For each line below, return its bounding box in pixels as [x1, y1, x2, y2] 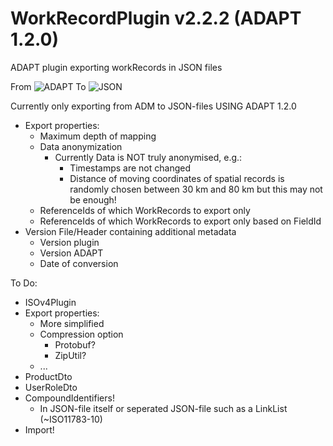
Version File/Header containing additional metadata [24, 225, 237, 237]
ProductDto [24, 370, 73, 382]
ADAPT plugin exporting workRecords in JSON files [10, 61, 223, 73]
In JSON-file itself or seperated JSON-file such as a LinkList [39, 402, 288, 414]
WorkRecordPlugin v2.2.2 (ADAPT [10, 7, 302, 30]
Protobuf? [54, 338, 96, 351]
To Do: [10, 277, 38, 289]
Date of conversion [39, 257, 119, 269]
